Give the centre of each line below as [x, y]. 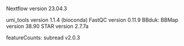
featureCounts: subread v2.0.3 [43, 37]
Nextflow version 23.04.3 [37, 9]
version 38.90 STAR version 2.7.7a [48, 26]
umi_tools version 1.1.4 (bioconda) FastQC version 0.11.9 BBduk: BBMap [92, 20]
